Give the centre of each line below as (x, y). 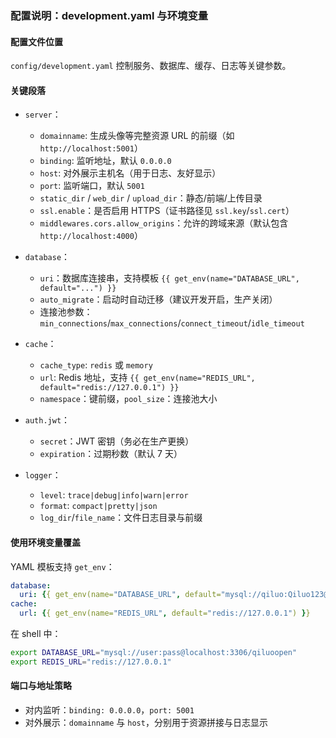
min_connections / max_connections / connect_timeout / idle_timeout (172, 323)
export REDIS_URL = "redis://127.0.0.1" (91, 662)
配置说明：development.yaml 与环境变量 (109, 15)
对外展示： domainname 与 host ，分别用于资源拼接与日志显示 (146, 722)
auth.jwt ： (47, 420)
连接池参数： (66, 312)
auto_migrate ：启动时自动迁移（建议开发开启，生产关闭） (158, 299)
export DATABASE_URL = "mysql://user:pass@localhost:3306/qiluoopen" (154, 653)
